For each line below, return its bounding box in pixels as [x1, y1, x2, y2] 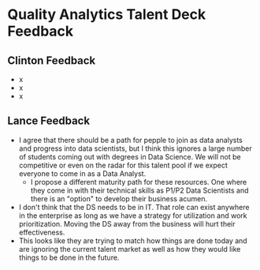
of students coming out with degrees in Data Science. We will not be [18, 152, 241, 161]
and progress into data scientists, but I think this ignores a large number [18, 144, 253, 153]
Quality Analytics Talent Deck [7, 6, 206, 24]
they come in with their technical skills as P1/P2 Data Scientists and [30, 186, 249, 195]
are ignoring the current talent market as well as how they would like [18, 244, 241, 253]
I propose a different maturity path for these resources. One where [30, 177, 247, 186]
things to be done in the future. [18, 253, 120, 262]
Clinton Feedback [7, 54, 96, 67]
